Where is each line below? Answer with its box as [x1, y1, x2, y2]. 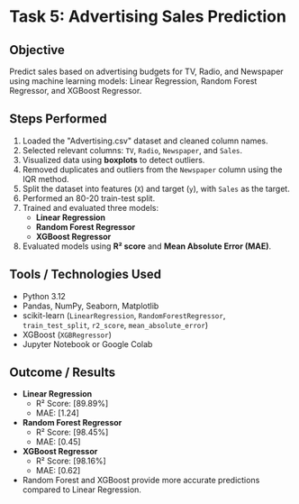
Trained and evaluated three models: [22, 202, 159, 213]
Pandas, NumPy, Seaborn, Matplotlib [22, 300, 159, 311]
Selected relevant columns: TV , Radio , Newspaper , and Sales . [22, 144, 243, 155]
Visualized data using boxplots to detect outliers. [22, 154, 205, 165]
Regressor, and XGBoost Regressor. [9, 86, 142, 96]
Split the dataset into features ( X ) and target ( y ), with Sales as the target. [22, 183, 290, 194]
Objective [9, 42, 66, 58]
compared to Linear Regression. [22, 484, 142, 495]
